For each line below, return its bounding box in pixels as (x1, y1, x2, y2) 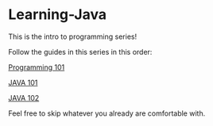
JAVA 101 (8, 78, 38, 87)
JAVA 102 (8, 93, 40, 102)
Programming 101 (8, 62, 65, 72)
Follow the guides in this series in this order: (8, 47, 153, 56)
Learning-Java (8, 6, 107, 24)
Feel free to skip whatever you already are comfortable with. (8, 109, 206, 118)
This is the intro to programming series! (8, 32, 137, 41)
